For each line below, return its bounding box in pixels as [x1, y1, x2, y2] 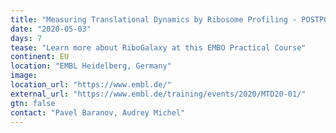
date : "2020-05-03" [10, 24, 92, 34]
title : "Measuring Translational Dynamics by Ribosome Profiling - [10, 14, 298, 25]
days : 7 [10, 33, 43, 43]
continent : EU [10, 52, 70, 62]
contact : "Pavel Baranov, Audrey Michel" [10, 107, 186, 118]
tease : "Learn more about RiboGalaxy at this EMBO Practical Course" [10, 42, 307, 53]
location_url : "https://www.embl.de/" [10, 80, 172, 90]
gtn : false [10, 98, 56, 108]
